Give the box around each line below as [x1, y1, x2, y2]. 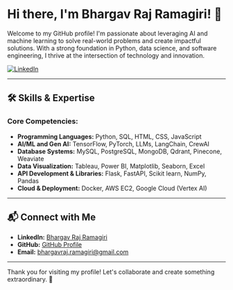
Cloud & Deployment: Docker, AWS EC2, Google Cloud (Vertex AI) [17, 184, 207, 192]
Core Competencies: [7, 117, 78, 126]
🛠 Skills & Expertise [7, 92, 95, 104]
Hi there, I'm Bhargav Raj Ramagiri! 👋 [7, 6, 223, 22]
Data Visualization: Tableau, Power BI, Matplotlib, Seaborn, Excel [17, 162, 205, 170]
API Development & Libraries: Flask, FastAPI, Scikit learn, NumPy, [17, 169, 207, 178]
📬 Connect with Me [7, 212, 96, 223]
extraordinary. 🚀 [7, 275, 53, 284]
